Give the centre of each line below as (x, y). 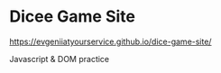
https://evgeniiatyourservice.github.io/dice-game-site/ (110, 41)
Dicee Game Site (72, 17)
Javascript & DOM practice (60, 59)
